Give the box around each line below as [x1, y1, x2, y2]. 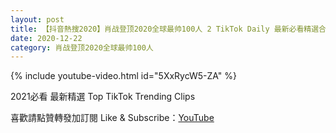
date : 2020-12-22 [10, 33, 83, 43]
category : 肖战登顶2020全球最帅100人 [10, 42, 154, 53]
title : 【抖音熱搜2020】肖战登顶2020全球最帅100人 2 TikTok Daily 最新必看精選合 [10, 24, 327, 34]
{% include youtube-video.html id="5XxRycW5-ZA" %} [10, 70, 238, 82]
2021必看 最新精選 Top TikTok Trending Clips [10, 91, 196, 103]
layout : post [10, 14, 65, 25]
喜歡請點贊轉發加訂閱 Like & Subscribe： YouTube [10, 112, 215, 124]
